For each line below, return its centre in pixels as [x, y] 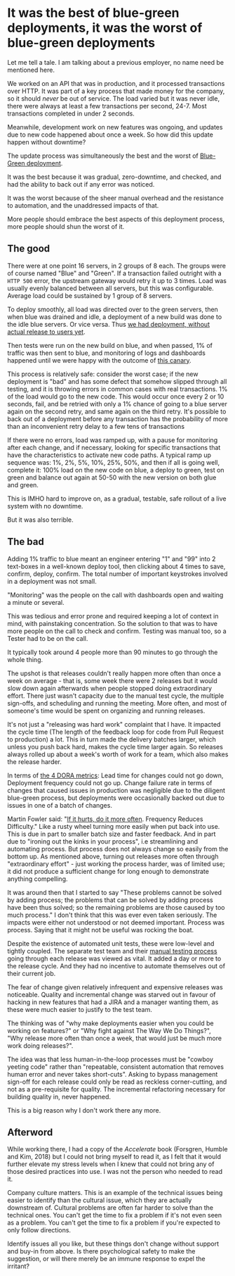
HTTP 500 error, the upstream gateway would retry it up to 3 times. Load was [117, 280]
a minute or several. [36, 602]
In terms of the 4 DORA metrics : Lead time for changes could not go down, [115, 775]
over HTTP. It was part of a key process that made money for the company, [116, 91]
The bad [26, 542]
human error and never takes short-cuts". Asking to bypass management [113, 1074]
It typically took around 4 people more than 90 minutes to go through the [113, 652]
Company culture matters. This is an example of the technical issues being [115, 1193]
